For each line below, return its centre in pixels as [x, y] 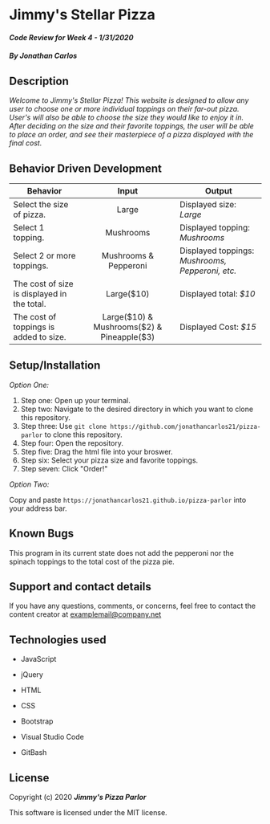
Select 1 [29, 228]
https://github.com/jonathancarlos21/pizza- [185, 426]
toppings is [34, 327]
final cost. [26, 143]
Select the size [41, 204]
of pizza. [30, 214]
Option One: [29, 385]
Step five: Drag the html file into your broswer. [97, 451]
